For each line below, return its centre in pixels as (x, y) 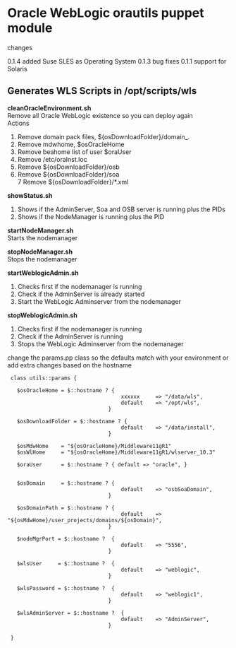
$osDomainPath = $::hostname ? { (66, 508)
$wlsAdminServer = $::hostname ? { (70, 613)
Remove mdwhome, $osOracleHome (71, 144)
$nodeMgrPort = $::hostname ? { (66, 538)
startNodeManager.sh (41, 230)
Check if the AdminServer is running (70, 336)
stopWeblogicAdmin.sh (42, 315)
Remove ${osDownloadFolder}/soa (68, 174)
